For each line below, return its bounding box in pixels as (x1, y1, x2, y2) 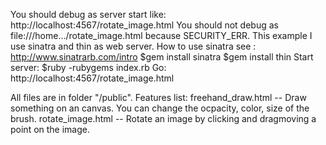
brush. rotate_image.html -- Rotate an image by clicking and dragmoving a (10, 113, 317, 124)
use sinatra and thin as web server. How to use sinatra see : (10, 40, 257, 52)
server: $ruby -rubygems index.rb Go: (10, 62, 167, 73)
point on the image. (10, 124, 91, 135)
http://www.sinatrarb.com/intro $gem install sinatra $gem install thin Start (10, 51, 314, 63)
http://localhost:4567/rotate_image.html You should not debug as (10, 19, 279, 31)
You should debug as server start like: (10, 9, 167, 20)
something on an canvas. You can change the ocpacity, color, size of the (10, 102, 310, 114)
